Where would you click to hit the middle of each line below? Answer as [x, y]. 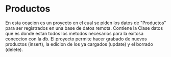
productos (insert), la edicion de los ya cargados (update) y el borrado [79, 44]
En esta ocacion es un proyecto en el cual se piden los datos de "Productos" [86, 23]
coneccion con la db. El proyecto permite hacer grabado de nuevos [76, 39]
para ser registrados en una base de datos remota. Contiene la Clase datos [84, 28]
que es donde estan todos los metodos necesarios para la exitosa [75, 33]
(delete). [14, 49]
